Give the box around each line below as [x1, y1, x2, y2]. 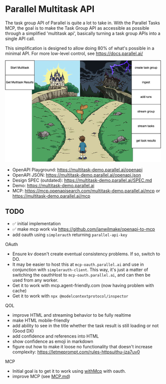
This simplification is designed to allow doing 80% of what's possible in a [5, 45, 155, 51]
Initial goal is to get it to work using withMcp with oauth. [12, 368, 126, 374]
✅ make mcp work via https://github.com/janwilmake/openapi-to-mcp [12, 226, 155, 232]
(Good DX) [12, 328, 34, 334]
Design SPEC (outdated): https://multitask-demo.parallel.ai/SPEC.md [12, 177, 152, 183]
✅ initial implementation [12, 220, 61, 226]
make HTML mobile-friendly [12, 317, 70, 323]
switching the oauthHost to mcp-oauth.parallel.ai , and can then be [12, 272, 151, 278]
